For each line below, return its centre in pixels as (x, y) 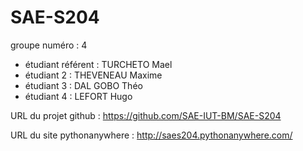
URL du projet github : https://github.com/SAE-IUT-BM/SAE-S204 (146, 115)
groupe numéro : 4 (49, 45)
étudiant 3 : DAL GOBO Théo (83, 85)
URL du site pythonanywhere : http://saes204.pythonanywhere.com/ (151, 135)
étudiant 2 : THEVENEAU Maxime (93, 75)
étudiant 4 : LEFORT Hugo (78, 96)
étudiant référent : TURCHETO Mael (98, 64)
